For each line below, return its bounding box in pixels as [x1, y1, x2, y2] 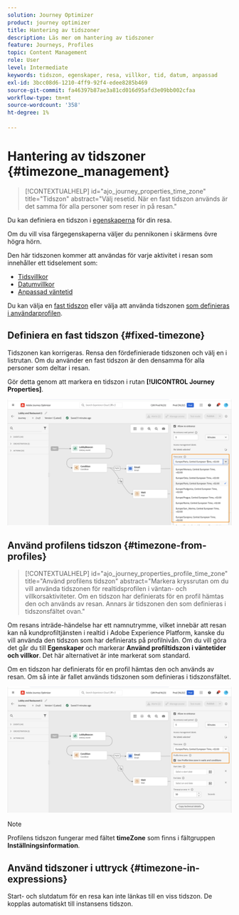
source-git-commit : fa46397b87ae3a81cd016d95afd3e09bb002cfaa [7, 86, 196, 94]
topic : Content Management [7, 49, 87, 56]
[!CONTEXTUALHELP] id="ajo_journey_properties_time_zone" [24, 187, 206, 195]
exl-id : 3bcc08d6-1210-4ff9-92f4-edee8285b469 [7, 79, 148, 86]
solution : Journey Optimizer [7, 11, 94, 19]
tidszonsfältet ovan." [24, 607, 85, 615]
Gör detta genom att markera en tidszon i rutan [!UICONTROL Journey [7, 377, 215, 386]
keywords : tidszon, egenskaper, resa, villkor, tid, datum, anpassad [7, 71, 218, 78]
